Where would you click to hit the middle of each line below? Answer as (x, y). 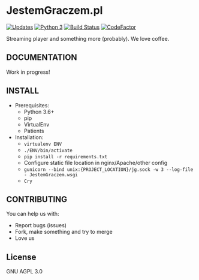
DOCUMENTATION (42, 58)
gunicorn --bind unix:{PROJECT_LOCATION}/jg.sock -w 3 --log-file (108, 169)
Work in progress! (28, 72)
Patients (34, 131)
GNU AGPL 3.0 (25, 272)
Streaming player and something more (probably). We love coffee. (88, 38)
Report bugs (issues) (41, 225)
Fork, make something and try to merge (64, 232)
